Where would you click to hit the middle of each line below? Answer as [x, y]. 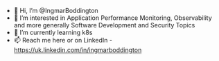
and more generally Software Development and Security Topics [104, 25]
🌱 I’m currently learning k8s [53, 32]
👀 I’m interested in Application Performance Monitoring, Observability [113, 18]
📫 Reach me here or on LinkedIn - [63, 40]
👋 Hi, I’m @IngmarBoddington [56, 11]
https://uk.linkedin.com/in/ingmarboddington [78, 50]
